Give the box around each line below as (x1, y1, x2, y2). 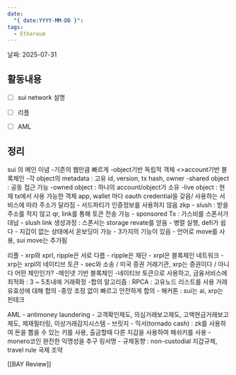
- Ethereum (13, 30, 46, 37)
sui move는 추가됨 (16, 236, 68, 245)
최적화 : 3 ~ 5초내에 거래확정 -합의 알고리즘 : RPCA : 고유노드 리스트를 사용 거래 (7, 277, 228, 287)
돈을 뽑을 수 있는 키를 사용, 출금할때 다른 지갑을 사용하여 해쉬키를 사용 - (14, 328, 211, 337)
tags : (7, 23, 23, 30)
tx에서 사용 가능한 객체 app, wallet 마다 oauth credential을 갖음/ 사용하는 (14, 192, 218, 200)
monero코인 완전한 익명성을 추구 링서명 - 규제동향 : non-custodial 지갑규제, (7, 337, 218, 345)
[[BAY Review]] (7, 360, 52, 369)
